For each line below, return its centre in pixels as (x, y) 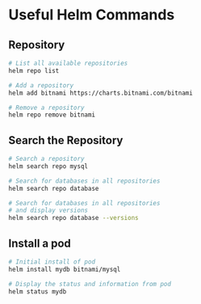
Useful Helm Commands (92, 15)
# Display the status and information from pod (90, 284)
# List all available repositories (68, 63)
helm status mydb (38, 291)
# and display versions (48, 211)
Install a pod (40, 243)
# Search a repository (46, 159)
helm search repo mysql (48, 166)
